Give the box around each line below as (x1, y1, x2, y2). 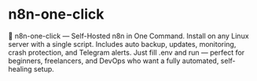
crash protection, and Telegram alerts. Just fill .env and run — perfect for (8, 48, 245, 57)
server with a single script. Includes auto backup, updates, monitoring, (8, 39, 237, 48)
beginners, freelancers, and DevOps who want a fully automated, (8, 56, 219, 65)
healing (8, 64, 33, 73)
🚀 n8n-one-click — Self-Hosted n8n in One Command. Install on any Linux (8, 31, 249, 40)
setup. (34, 64, 55, 73)
